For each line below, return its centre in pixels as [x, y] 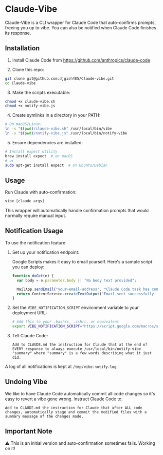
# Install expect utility [31, 152]
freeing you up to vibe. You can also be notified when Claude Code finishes [81, 27]
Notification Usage [34, 231]
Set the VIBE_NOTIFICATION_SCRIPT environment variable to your [75, 308]
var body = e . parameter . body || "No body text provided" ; [77, 280]
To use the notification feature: [36, 242]
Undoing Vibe [26, 382]
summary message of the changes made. [44, 416]
